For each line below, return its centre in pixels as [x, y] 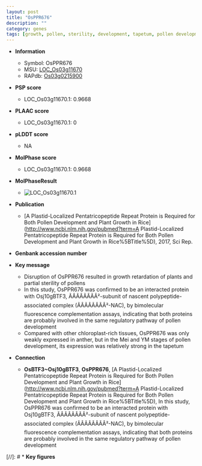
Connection [30, 358]
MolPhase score [35, 158]
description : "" [26, 23]
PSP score [28, 87]
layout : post [23, 12]
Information [30, 51]
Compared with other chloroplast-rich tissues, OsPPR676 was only [106, 333]
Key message [32, 265]
